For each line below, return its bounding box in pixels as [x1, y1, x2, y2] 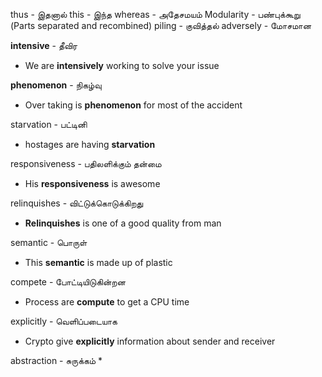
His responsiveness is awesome [24, 178, 161, 189]
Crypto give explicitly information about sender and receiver [24, 335, 276, 347]
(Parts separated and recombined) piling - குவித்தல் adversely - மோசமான [10, 20, 312, 31]
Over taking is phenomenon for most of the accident [24, 99, 243, 111]
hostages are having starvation [24, 139, 156, 150]
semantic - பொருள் [10, 237, 88, 248]
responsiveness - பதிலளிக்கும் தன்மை [10, 158, 162, 169]
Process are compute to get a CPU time [24, 296, 190, 308]
